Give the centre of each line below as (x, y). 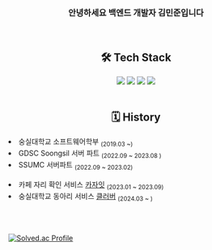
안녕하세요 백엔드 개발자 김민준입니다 (136, 12)
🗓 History (136, 117)
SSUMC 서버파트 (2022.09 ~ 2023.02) (76, 165)
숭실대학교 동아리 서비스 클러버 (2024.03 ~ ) (86, 197)
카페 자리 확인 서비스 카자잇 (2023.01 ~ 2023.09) (91, 186)
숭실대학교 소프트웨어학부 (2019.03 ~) (76, 142)
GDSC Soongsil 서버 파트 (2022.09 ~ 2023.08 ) (90, 154)
